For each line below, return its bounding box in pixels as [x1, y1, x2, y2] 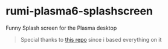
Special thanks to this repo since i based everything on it [20, 36, 162, 43]
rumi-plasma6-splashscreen [5, 4, 153, 18]
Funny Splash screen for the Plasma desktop [5, 24, 117, 31]
